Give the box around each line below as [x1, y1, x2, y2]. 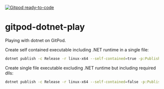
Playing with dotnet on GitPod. [5, 37, 66, 43]
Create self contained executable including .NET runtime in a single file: [5, 46, 149, 53]
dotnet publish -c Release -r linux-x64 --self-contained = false [5, 79, 139, 84]
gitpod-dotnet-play [5, 22, 85, 32]
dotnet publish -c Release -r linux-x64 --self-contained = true [5, 56, 137, 61]
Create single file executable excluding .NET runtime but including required [5, 65, 156, 71]
